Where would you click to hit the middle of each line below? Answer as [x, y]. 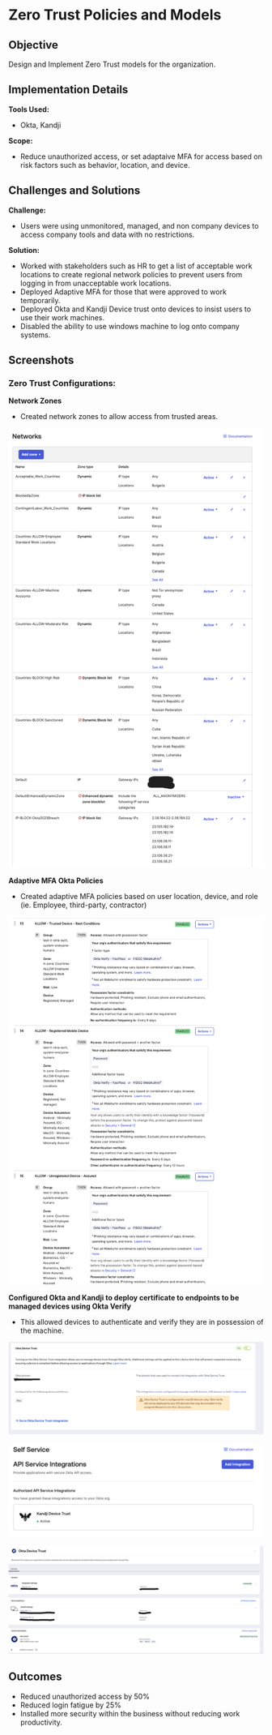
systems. [35, 335]
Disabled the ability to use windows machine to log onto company [130, 326]
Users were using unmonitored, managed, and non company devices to [139, 225]
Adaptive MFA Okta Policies [56, 880]
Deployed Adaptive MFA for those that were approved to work [123, 291]
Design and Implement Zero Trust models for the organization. [112, 64]
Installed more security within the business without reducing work [130, 1713]
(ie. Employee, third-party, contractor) [83, 905]
